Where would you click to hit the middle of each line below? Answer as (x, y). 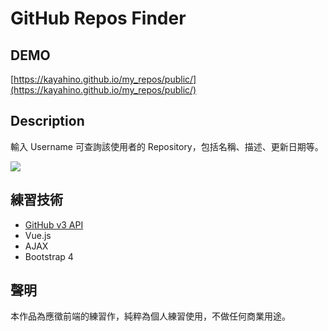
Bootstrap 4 (49, 256)
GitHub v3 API (54, 224)
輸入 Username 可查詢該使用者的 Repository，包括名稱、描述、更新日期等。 (167, 146)
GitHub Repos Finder (98, 18)
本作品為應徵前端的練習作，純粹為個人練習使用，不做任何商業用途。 (150, 316)
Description (47, 121)
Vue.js (38, 235)
